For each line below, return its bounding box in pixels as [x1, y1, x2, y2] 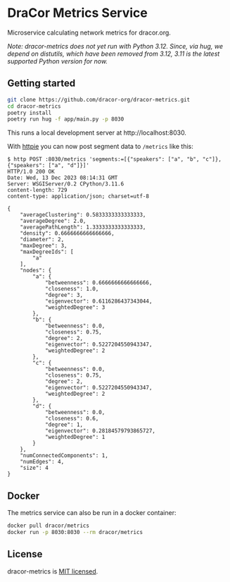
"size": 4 [20, 464, 49, 472]
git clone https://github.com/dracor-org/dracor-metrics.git [7, 96, 191, 103]
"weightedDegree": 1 [44, 434, 106, 441]
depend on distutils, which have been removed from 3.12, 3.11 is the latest [7, 49, 220, 58]
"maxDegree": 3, [20, 242, 68, 250]
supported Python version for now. [7, 56, 108, 65]
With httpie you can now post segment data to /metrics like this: [7, 143, 193, 151]
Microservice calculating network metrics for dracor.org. [7, 28, 171, 37]
